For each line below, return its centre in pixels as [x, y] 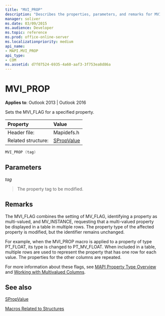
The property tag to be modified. [50, 189]
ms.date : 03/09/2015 [26, 23]
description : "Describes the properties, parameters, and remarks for [79, 14]
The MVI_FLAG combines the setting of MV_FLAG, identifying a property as [81, 216]
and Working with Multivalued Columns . [45, 272]
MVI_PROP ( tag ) [21, 152]
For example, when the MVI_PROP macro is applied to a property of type [79, 241]
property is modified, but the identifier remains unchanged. [65, 232]
